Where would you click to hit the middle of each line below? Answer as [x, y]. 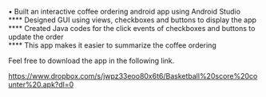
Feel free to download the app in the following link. [91, 60]
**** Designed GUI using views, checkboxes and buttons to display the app [133, 20]
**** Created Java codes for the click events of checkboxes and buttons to [132, 28]
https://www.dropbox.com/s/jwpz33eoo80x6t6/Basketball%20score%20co [133, 76]
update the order [36, 37]
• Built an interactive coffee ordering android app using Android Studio [125, 12]
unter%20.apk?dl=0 [41, 84]
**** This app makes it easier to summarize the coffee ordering [113, 45]
